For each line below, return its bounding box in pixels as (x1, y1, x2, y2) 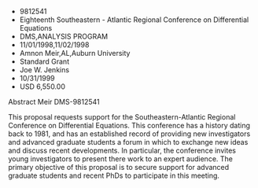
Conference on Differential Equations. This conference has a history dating (8, 121, 250, 130)
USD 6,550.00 (19, 82, 65, 91)
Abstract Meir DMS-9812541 (8, 98, 100, 106)
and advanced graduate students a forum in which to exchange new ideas (8, 138, 249, 146)
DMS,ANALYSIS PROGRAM (19, 31, 109, 41)
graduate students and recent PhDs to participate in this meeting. (8, 171, 220, 180)
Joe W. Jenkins (19, 65, 69, 74)
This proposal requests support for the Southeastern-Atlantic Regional (8, 112, 236, 121)
